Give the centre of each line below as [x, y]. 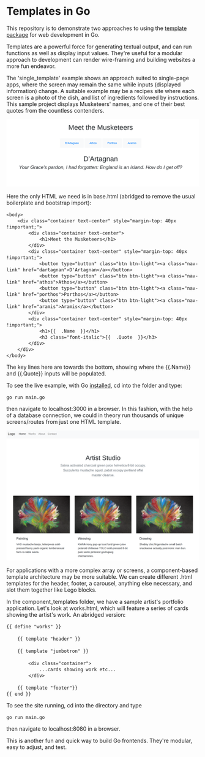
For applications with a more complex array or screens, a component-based [102, 570]
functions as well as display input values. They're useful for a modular [95, 53]
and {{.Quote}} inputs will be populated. [56, 373]
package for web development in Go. [53, 34]
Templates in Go [48, 11]
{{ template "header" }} [49, 639]
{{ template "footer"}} [48, 688]
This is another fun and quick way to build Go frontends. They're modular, [99, 740]
